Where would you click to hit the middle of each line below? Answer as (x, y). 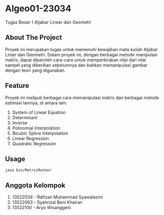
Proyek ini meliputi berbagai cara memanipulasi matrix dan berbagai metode (82, 97)
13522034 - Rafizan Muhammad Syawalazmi (57, 197)
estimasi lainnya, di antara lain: (36, 103)
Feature (17, 86)
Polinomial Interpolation (36, 128)
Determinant (25, 117)
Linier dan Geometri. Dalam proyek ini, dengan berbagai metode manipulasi (82, 54)
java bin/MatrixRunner (28, 170)
